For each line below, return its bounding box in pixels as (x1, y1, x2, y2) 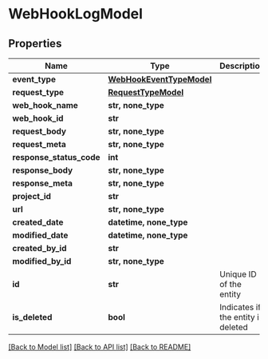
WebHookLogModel (8, 5, 144, 23)
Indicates (219, 301, 254, 313)
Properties (8, 37, 62, 50)
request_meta (12, 139, 66, 150)
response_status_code (12, 152, 101, 162)
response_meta (12, 178, 73, 189)
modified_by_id (12, 256, 72, 266)
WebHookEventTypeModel (108, 74, 212, 85)
